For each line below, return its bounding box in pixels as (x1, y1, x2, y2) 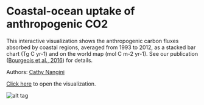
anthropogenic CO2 (6, 17, 108, 31)
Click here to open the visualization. (6, 80, 96, 87)
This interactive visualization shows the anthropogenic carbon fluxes (6, 37, 179, 44)
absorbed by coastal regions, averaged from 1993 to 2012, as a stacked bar (6, 44, 196, 51)
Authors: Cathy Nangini (6, 68, 65, 75)
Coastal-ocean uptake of (6, 4, 135, 18)
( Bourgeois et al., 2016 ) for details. (6, 56, 93, 64)
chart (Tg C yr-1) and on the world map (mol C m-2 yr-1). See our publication (6, 50, 199, 57)
